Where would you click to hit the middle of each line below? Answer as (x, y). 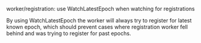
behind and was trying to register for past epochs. (69, 33)
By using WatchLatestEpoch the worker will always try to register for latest (99, 20)
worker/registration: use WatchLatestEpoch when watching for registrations (100, 9)
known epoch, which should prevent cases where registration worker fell (97, 27)
